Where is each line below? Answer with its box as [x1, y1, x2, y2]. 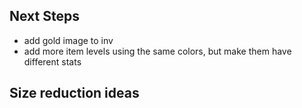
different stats [23, 55, 82, 68]
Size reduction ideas [9, 85, 140, 102]
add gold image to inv [23, 34, 114, 46]
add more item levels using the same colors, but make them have [23, 45, 292, 57]
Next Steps [9, 8, 80, 25]
